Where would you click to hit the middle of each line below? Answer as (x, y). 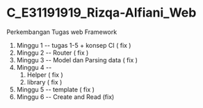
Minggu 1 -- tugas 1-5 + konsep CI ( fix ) (74, 45)
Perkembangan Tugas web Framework (62, 32)
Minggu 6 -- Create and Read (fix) (65, 97)
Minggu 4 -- (34, 67)
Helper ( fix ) (45, 75)
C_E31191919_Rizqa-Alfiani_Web (101, 13)
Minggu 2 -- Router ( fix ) (52, 53)
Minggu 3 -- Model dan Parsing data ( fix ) (77, 60)
